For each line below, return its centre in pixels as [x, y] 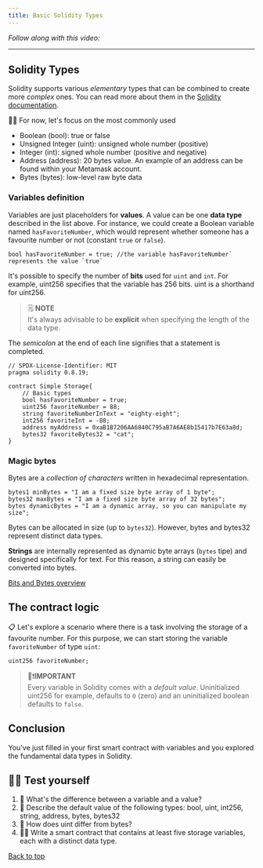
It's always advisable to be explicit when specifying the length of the [139, 319]
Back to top [27, 856]
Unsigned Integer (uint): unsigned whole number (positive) [114, 144]
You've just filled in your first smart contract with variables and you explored [131, 747]
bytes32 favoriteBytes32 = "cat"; [78, 434]
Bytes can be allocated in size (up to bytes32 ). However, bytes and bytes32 [129, 527]
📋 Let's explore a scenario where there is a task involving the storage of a [128, 627]
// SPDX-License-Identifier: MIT [63, 366]
